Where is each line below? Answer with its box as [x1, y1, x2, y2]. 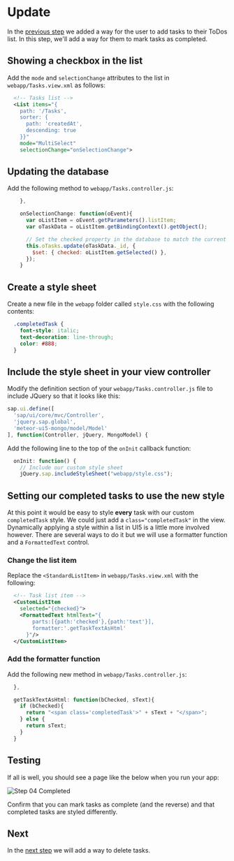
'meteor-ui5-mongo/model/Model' [13, 425, 108, 432]
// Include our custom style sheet [20, 464, 124, 471]
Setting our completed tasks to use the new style [7, 490, 225, 501]
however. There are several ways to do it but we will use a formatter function [7, 531, 228, 539]
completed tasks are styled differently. [7, 807, 118, 816]
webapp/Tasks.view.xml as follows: [7, 81, 106, 89]
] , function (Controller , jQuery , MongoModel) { [7, 431, 149, 439]
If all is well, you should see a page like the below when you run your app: [7, 773, 219, 781]
